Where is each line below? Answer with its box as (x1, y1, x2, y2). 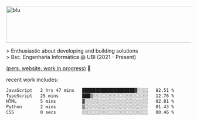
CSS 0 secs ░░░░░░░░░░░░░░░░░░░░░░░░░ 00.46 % (6, 109, 175, 115)
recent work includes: (6, 76, 59, 83)
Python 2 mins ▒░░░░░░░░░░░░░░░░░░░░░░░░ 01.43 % (6, 103, 175, 110)
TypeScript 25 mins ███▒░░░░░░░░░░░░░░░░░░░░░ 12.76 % (6, 93, 175, 99)
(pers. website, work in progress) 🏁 (6, 65, 91, 72)
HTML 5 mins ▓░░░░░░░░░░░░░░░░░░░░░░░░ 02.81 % (6, 98, 175, 104)
